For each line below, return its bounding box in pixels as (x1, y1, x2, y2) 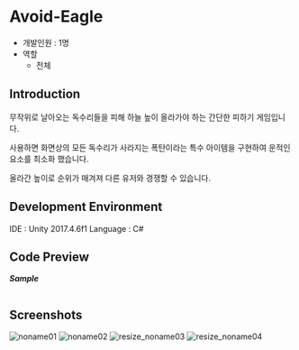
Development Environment (9, 199, 163, 215)
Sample (9, 273, 39, 284)
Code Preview (9, 249, 90, 264)
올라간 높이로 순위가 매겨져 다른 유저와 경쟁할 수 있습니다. (9, 172, 212, 183)
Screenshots (9, 307, 83, 322)
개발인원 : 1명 (22, 37, 69, 48)
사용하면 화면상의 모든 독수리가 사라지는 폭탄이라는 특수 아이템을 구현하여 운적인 (9, 142, 291, 152)
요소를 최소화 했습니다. (9, 153, 89, 164)
